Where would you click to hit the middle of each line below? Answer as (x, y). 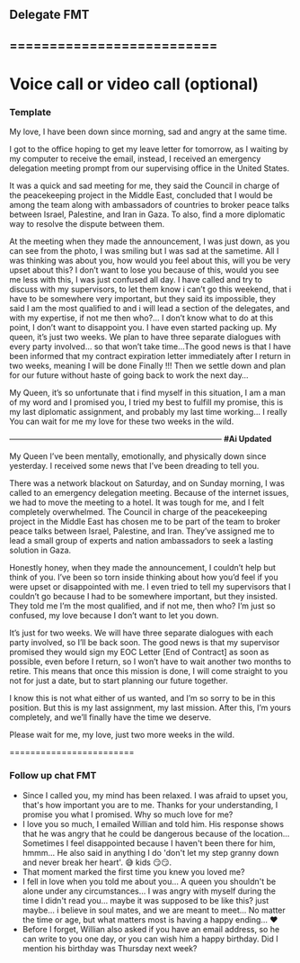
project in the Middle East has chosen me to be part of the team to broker (145, 522)
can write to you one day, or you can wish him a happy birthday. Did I (150, 939)
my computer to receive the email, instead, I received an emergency (135, 159)
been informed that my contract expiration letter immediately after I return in (150, 356)
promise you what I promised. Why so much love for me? (128, 814)
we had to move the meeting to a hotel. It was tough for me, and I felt (137, 502)
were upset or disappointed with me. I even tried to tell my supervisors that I (150, 587)
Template (31, 112)
